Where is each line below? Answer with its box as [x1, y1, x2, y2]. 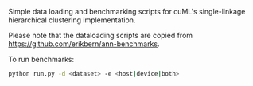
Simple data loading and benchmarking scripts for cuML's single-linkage [8, 7, 246, 16]
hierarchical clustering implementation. [8, 15, 136, 25]
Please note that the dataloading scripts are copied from [8, 31, 193, 40]
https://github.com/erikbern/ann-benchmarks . [8, 39, 160, 49]
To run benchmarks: [8, 55, 75, 64]
